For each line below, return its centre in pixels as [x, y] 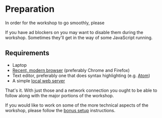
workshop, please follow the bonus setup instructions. [60, 110]
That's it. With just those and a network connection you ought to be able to [81, 90]
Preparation [30, 9]
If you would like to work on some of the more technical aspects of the [77, 105]
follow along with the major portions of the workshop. [60, 95]
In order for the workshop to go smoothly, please [55, 23]
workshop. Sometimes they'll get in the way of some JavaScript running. [79, 38]
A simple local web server [39, 80]
